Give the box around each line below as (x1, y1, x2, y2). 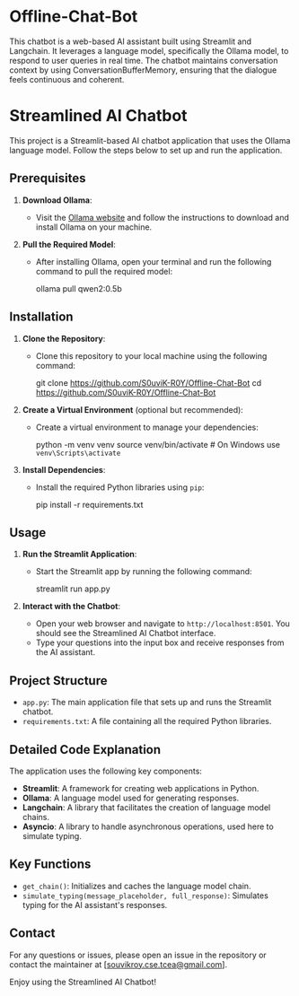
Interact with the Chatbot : (22, 601, 121, 612)
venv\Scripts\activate (35, 449, 121, 458)
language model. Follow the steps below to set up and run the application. (9, 144, 283, 155)
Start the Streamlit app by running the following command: (35, 566, 253, 577)
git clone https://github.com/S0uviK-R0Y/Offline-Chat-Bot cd (35, 377, 262, 388)
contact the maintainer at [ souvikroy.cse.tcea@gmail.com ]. (9, 958, 227, 970)
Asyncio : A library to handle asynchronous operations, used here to (22, 821, 274, 832)
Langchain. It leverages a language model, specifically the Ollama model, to (9, 45, 289, 56)
